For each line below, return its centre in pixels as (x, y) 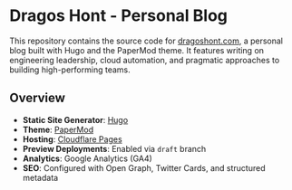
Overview (38, 98)
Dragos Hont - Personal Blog (119, 16)
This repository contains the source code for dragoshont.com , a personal (146, 41)
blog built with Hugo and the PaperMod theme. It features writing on (137, 50)
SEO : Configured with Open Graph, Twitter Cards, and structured (144, 167)
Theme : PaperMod (58, 129)
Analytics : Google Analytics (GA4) (87, 158)
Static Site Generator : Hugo (75, 119)
